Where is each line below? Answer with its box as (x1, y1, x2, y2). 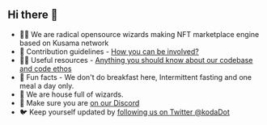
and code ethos (19, 64, 72, 73)
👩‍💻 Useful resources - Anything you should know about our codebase (19, 55, 253, 65)
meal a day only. (19, 81, 74, 90)
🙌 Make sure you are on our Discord (19, 98, 140, 107)
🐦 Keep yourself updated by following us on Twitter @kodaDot (19, 106, 230, 117)
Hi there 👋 (7, 8, 58, 22)
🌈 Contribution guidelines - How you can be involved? (19, 46, 199, 56)
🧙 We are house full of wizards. (19, 90, 124, 99)
